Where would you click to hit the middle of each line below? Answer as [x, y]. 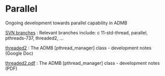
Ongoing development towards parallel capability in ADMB [66, 23]
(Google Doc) [19, 53]
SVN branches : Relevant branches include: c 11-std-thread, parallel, [77, 32]
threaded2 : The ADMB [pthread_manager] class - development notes [78, 48]
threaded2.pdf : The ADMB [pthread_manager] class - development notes [82, 63]
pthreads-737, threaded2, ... [35, 38]
